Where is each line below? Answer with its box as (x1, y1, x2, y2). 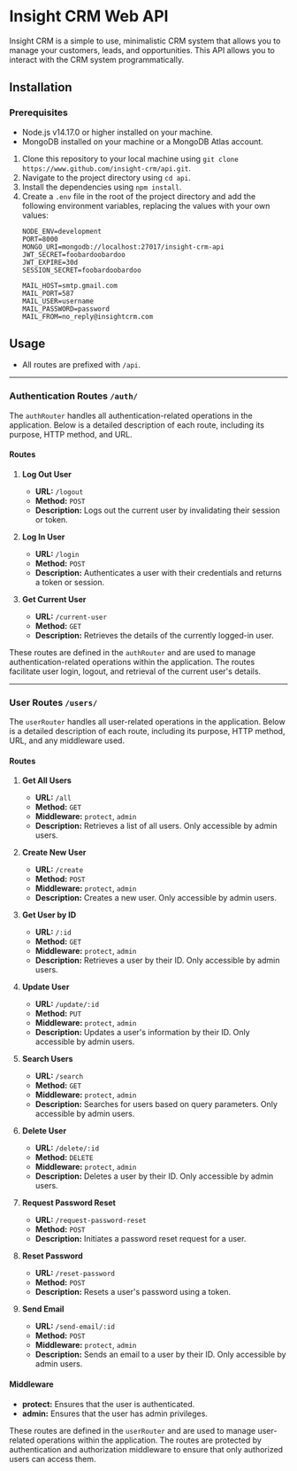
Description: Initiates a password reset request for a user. (34, 1234, 247, 1244)
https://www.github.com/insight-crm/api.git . (21, 162, 192, 174)
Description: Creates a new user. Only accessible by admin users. (34, 893, 277, 903)
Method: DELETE (34, 1152, 94, 1163)
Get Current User (21, 593, 87, 604)
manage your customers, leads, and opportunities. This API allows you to (9, 44, 276, 55)
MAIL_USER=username (21, 297, 95, 306)
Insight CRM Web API (9, 6, 169, 27)
